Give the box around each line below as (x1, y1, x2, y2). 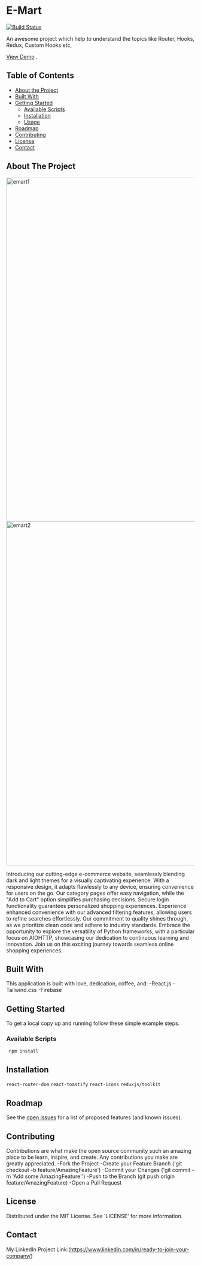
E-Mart (6, 4, 42, 17)
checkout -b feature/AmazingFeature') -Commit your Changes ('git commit (6, 1166, 191, 1173)
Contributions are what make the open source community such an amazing (6, 1147, 191, 1154)
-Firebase (38, 987, 62, 994)
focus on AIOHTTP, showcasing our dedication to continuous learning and (6, 934, 190, 941)
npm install (8, 1048, 39, 1054)
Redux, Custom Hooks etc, (6, 41, 72, 49)
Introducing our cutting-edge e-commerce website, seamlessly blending (6, 870, 185, 877)
